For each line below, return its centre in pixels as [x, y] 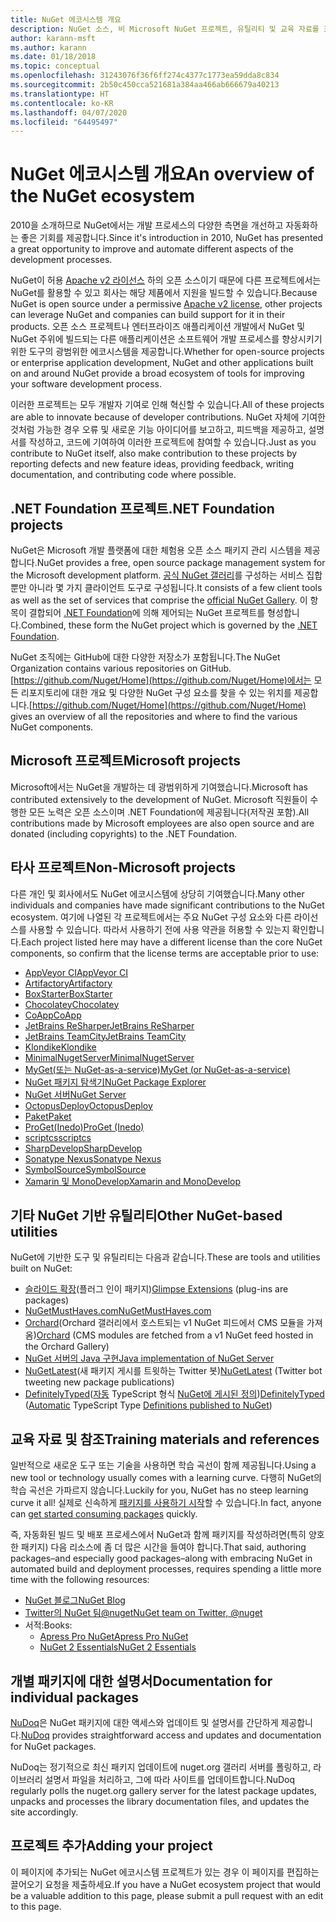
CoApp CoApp [53, 1015]
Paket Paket [48, 1116]
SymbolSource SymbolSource [85, 1169]
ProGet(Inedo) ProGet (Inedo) [84, 1127]
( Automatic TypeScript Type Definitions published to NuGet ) [148, 1405]
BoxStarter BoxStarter [68, 993]
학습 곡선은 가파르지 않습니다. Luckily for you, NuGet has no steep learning [159, 1490]
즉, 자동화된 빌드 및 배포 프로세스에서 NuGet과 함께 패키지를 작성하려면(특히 [158, 1535]
